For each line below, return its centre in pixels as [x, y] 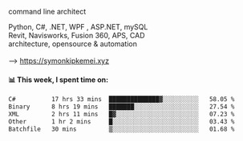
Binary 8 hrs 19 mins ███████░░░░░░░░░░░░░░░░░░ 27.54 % [121, 107]
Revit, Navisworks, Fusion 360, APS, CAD [77, 35]
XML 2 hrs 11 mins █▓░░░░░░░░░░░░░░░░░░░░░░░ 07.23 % [121, 114]
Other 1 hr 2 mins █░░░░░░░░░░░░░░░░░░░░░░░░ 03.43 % [121, 121]
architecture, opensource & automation [73, 44]
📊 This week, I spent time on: [59, 80]
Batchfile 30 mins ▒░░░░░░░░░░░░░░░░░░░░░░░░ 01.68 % [121, 129]
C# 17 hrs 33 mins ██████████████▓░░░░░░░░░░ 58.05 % [121, 100]
